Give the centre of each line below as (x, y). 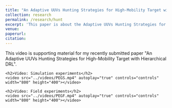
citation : (16, 39)
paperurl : (16, 34)
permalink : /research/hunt (34, 19)
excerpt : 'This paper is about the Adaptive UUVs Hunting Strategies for (86, 24)
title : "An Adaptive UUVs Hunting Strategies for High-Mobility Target (83, 10)
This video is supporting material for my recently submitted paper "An (79, 53)
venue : (12, 29)
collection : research (28, 15)
